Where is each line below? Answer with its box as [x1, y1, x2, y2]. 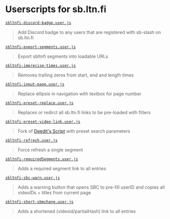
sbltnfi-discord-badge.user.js [5, 20, 72, 25]
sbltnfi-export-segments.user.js [5, 44, 76, 49]
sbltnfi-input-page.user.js [5, 82, 65, 87]
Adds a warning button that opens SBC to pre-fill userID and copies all [17, 184, 165, 190]
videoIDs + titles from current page [17, 189, 91, 196]
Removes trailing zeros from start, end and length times [17, 72, 134, 78]
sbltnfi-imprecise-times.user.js [5, 63, 76, 68]
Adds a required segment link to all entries [17, 165, 107, 171]
